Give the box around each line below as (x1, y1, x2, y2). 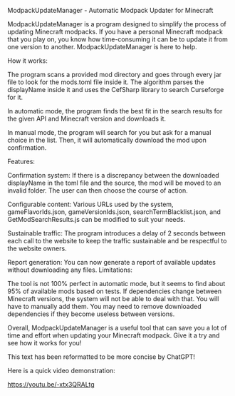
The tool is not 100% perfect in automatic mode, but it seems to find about (7, 280, 226, 288)
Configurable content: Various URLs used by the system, (7, 200, 174, 208)
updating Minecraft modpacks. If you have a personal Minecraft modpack (7, 28, 223, 36)
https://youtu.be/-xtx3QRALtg (7, 380, 95, 388)
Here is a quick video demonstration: (7, 367, 115, 375)
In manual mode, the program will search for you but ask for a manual (7, 128, 211, 136)
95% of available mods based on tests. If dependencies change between (7, 287, 222, 295)
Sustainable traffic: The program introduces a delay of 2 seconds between (7, 229, 226, 238)
